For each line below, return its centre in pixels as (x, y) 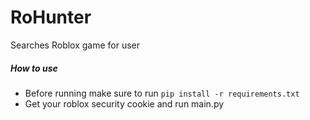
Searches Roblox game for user (75, 45)
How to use (34, 68)
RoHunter (51, 17)
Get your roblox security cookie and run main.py (124, 103)
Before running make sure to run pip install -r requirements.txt (162, 93)
